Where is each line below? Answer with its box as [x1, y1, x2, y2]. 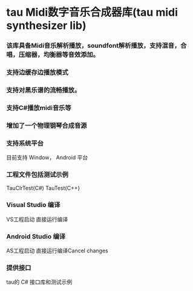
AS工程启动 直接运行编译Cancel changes [6, 247, 108, 254]
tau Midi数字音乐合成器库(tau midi [6, 5, 178, 19]
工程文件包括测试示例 [6, 170, 68, 179]
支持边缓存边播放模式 [6, 68, 68, 77]
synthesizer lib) [6, 19, 87, 33]
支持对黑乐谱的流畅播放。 [6, 86, 81, 94]
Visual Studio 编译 [6, 200, 61, 209]
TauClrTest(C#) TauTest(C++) [6, 185, 80, 192]
